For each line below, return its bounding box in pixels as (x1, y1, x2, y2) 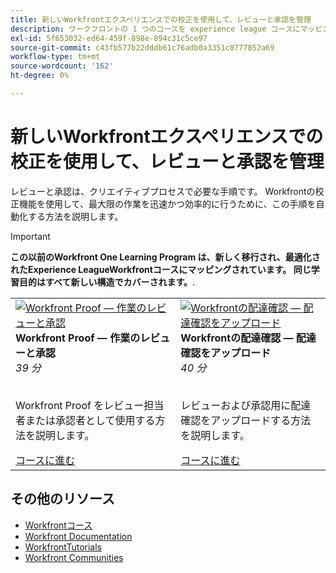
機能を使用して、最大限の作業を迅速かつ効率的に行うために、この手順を (18, 197, 317, 210)
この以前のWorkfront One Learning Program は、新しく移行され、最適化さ (10, 251, 321, 263)
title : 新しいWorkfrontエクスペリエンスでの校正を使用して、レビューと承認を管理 (10, 14, 312, 25)
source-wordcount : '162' (10, 61, 114, 71)
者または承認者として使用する (15, 413, 156, 427)
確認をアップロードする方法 (180, 413, 312, 427)
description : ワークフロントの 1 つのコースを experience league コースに (10, 24, 301, 34)
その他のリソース (10, 491, 115, 508)
